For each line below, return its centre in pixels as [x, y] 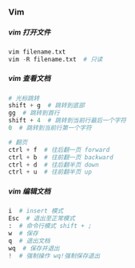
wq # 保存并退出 [34, 248]
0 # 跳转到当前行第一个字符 [50, 128]
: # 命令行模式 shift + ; [50, 226]
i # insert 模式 [36, 211]
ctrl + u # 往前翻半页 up [50, 172]
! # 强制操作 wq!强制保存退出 [54, 256]
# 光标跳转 [24, 98]
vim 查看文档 [30, 78]
